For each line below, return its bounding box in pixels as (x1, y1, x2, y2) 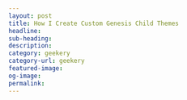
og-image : (8, 72, 42, 80)
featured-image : (8, 65, 63, 73)
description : (8, 42, 53, 50)
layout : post (8, 11, 53, 20)
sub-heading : (8, 34, 53, 43)
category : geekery (8, 49, 70, 57)
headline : (8, 27, 42, 35)
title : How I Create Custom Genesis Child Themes (8, 19, 180, 27)
